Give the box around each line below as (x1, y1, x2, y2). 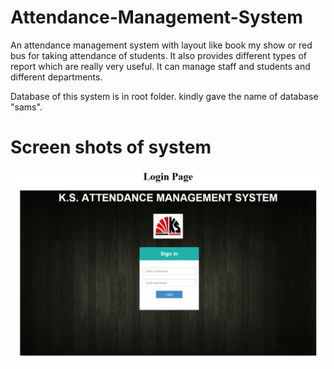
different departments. (10, 71, 103, 83)
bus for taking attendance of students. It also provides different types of (10, 49, 308, 61)
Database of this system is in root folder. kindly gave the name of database (10, 90, 319, 102)
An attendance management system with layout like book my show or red (10, 39, 313, 51)
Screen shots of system (10, 136, 212, 159)
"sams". (10, 101, 43, 113)
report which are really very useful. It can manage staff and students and (10, 60, 311, 72)
